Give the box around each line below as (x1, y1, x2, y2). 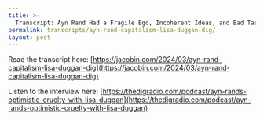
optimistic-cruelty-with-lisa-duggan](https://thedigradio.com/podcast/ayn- (8, 95, 251, 104)
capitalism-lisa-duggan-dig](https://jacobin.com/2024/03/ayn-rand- (8, 64, 230, 73)
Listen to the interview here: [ (8, 87, 104, 96)
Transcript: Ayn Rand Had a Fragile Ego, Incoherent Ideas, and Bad (15, 19, 244, 27)
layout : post (8, 33, 51, 42)
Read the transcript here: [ (8, 55, 93, 64)
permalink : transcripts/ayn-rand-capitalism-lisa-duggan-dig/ (8, 26, 216, 34)
